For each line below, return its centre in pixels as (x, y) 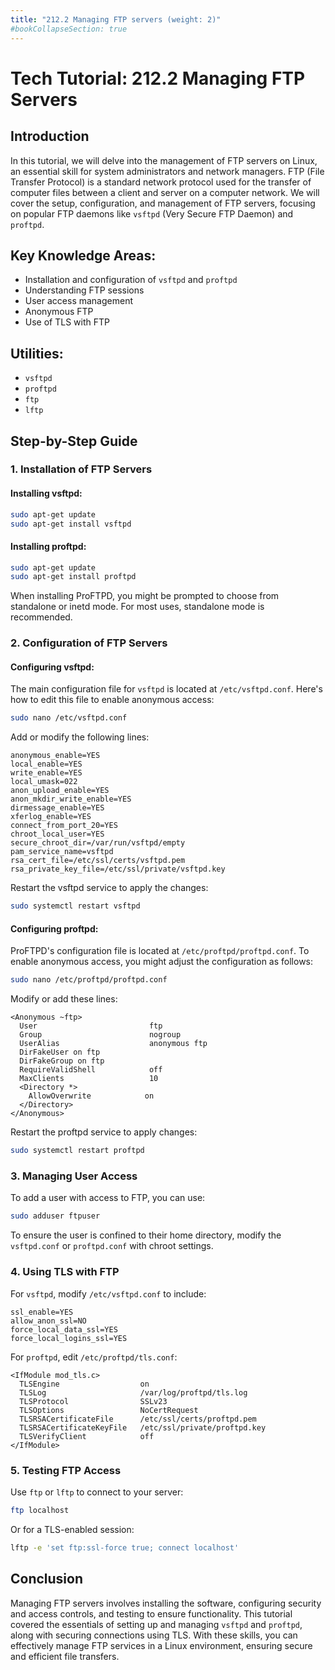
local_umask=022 (44, 782)
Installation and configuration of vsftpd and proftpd (131, 280)
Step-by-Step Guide (74, 441)
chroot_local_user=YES (57, 834)
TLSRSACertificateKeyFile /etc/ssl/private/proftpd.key (143, 1427)
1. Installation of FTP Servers (81, 469)
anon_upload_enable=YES (60, 791)
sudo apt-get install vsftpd (71, 524)
